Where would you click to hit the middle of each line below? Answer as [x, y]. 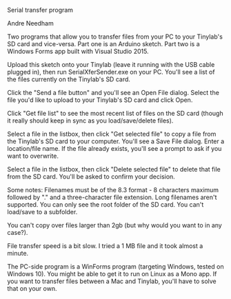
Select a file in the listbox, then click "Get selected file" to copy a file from [112, 134]
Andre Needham [30, 23]
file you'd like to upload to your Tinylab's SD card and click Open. [100, 100]
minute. [18, 253]
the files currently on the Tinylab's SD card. [69, 79]
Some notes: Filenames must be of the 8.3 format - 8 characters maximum [113, 190]
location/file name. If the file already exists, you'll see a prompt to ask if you [114, 148]
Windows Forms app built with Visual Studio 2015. [78, 51]
